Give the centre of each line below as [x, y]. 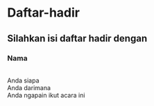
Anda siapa [23, 80]
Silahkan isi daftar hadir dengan [77, 38]
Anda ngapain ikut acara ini [46, 95]
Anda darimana [29, 87]
